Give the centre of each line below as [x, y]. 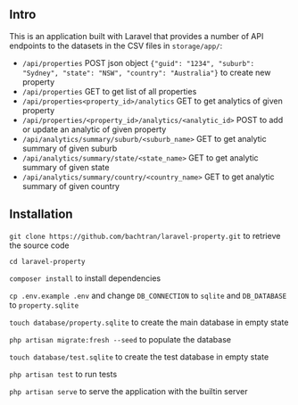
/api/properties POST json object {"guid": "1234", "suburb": [138, 62]
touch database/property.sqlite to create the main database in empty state [149, 322]
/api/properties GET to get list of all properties [109, 91]
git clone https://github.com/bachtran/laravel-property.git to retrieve [145, 236]
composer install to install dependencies [85, 278]
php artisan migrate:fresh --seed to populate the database [120, 339]
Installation [41, 215]
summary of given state [66, 167]
